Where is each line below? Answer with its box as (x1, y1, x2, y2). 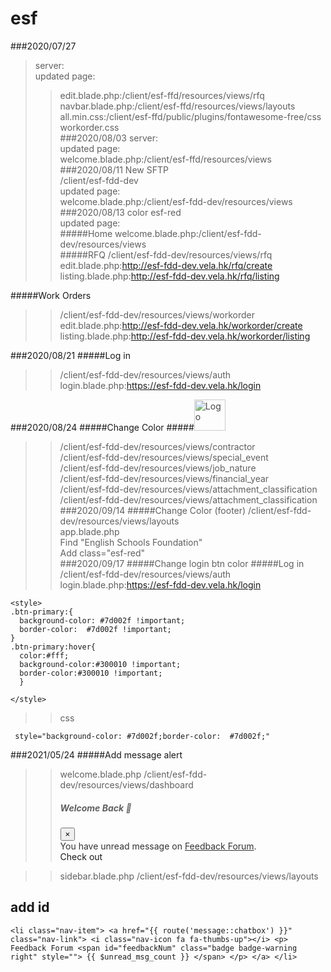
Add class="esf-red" (59, 547, 146, 559)
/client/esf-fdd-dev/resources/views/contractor (59, 440, 256, 452)
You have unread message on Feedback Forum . (59, 840, 257, 852)
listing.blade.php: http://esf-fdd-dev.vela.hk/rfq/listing (59, 270, 280, 282)
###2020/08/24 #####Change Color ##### (10, 421, 195, 433)
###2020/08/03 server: (59, 132, 159, 144)
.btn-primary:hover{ (10, 642, 97, 652)
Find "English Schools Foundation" (59, 536, 203, 548)
